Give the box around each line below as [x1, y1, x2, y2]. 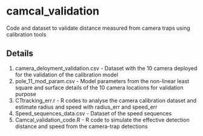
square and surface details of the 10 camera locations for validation [15, 84, 184, 91]
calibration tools [6, 30, 47, 38]
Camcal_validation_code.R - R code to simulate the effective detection [15, 116, 190, 123]
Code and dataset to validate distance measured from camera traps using [6, 24, 191, 32]
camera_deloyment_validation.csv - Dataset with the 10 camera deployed [15, 64, 198, 72]
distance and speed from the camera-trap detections [15, 123, 148, 130]
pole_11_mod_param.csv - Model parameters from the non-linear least [15, 77, 190, 84]
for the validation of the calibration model [15, 71, 118, 78]
